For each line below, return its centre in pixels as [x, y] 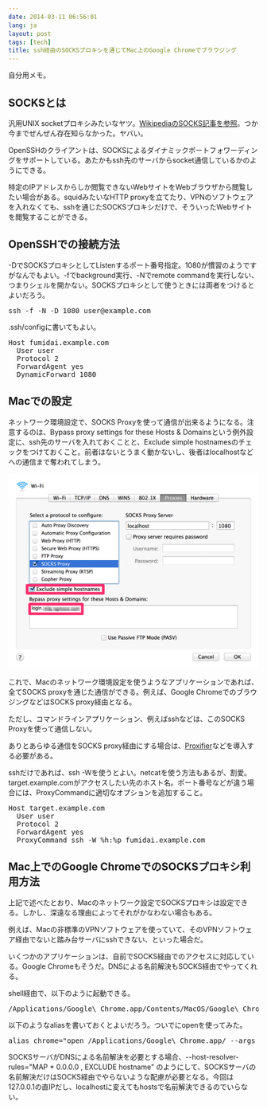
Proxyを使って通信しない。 [52, 728]
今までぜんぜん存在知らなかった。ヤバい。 [78, 133]
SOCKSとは [37, 102]
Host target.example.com [56, 808]
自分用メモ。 [29, 75]
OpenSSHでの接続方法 [64, 244]
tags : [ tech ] [30, 42]
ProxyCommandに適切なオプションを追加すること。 [121, 792]
